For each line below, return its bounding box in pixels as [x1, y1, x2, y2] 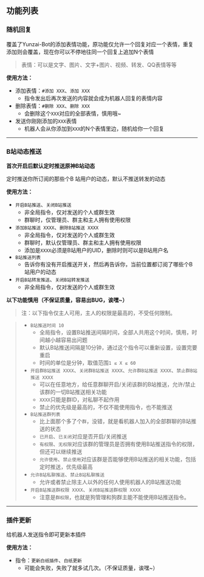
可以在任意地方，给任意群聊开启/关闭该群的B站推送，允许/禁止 [39, 381, 196, 388]
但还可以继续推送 [39, 447, 83, 455]
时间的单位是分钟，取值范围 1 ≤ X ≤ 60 [39, 359, 136, 366]
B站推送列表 [15, 254, 41, 260]
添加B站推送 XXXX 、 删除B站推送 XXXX [15, 224, 99, 231]
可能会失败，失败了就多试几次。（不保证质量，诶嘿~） [24, 564, 158, 572]
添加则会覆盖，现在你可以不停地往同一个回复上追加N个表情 [6, 48, 154, 55]
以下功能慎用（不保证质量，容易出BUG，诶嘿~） [6, 296, 128, 303]
